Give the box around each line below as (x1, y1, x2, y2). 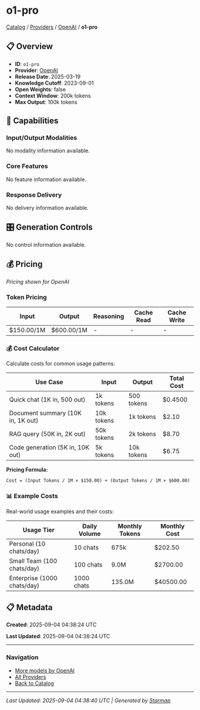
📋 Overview (6, 41, 54, 51)
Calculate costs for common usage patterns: (6, 360, 115, 368)
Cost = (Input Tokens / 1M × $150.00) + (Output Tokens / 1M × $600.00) (6, 478, 190, 484)
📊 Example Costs (6, 492, 58, 500)
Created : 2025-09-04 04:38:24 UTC (6, 621, 97, 628)
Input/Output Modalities (6, 134, 77, 142)
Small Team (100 (9, 556, 58, 565)
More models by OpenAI (14, 667, 75, 674)
